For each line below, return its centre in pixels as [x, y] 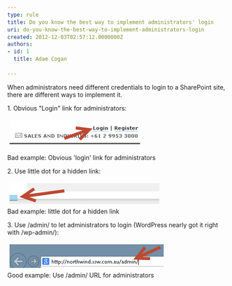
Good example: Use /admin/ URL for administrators [81, 275]
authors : [20, 44]
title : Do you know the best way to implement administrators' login [111, 22]
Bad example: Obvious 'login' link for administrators [81, 157]
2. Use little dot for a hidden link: [54, 171]
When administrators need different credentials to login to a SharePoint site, [116, 87]
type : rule [23, 15]
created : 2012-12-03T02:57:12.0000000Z [65, 37]
